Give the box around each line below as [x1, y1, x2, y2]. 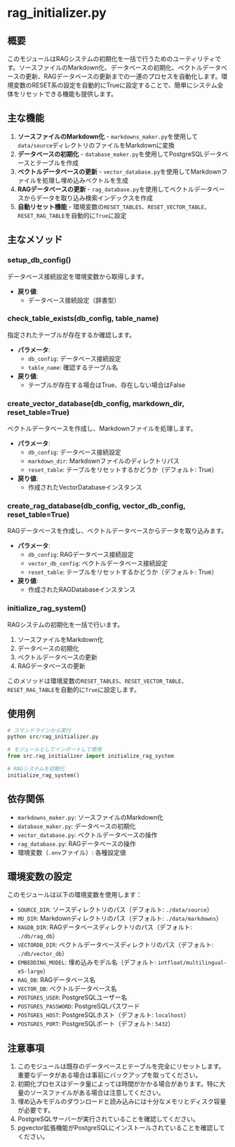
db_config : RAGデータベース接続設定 [27, 550, 134, 559]
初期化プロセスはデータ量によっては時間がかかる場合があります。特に [17, 1080, 220, 1088]
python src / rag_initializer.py [7, 733, 99, 740]
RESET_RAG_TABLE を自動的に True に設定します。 [7, 685, 140, 693]
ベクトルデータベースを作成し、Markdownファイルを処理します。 [7, 424, 197, 433]
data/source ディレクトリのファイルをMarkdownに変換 [17, 140, 175, 149]
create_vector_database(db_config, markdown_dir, [7, 398, 184, 408]
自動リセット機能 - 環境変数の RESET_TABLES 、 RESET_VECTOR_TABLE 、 [17, 202, 210, 211]
